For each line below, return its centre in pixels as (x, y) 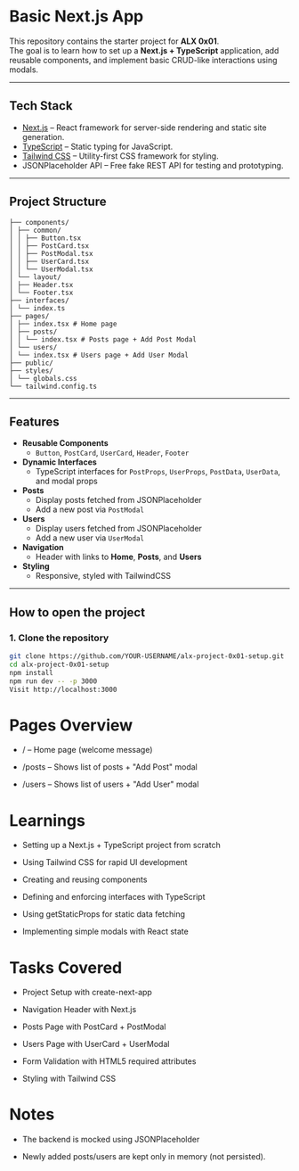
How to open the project (77, 612)
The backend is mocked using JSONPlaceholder (111, 1140)
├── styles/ (31, 371)
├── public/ (31, 363)
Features (34, 421)
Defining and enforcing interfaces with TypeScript (113, 897)
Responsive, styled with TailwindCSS (103, 576)
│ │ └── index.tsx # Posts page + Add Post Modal (103, 339)
